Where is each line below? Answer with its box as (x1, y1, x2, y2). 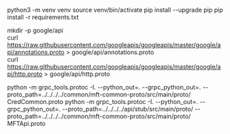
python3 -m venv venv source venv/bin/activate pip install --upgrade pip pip (7, 6, 223, 14)
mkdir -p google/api (7, 27, 64, 34)
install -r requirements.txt (7, 13, 79, 21)
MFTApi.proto (7, 120, 46, 127)
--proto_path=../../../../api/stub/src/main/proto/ (62, 105, 194, 113)
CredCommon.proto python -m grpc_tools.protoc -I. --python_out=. (7, 98, 198, 105)
